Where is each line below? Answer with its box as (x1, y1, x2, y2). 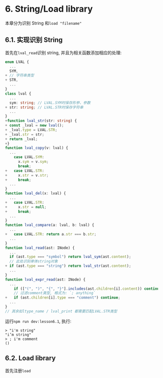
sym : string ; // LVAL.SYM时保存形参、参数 (9, 100, 91, 105)
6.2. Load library (5, 354, 56, 362)
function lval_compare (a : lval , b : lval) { (5, 223, 95, 228)
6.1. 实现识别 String (5, 36, 63, 44)
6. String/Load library (5, 3, 93, 15)
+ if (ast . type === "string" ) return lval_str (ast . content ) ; (5, 263, 131, 269)
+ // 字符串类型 (5, 73, 34, 78)
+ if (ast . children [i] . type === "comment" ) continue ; (5, 295, 120, 300)
